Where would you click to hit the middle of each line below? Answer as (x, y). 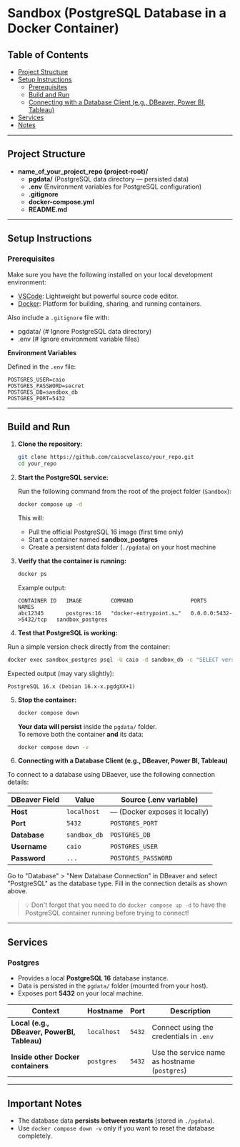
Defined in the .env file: (42, 367)
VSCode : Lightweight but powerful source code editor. (98, 296)
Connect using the (183, 1028)
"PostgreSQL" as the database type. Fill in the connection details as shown (117, 883)
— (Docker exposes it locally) (160, 812)
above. (17, 891)
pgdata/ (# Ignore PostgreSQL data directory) (85, 331)
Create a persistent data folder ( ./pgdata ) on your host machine (122, 547)
